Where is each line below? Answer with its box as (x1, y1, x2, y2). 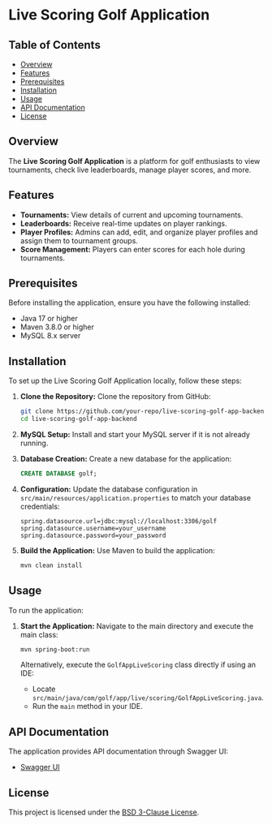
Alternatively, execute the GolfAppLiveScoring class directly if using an (19, 660, 257, 670)
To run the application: (8, 605, 84, 615)
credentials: (19, 501, 60, 511)
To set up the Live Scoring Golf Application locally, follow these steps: (8, 376, 242, 386)
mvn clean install (19, 561, 83, 569)
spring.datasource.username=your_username (19, 524, 166, 532)
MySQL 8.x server (19, 331, 81, 341)
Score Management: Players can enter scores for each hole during (19, 244, 246, 254)
